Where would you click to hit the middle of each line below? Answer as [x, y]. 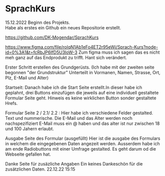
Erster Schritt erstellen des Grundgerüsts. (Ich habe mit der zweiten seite [80, 67]
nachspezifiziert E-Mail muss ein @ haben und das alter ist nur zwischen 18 [82, 123]
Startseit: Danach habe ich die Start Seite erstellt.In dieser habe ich [74, 87]
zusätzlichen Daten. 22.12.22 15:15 [40, 169]
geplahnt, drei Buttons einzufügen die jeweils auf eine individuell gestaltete [82, 92]
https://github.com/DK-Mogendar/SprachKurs [52, 37]
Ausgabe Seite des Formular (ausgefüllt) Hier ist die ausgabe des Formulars [83, 138]
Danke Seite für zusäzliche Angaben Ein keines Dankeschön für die [74, 164]
